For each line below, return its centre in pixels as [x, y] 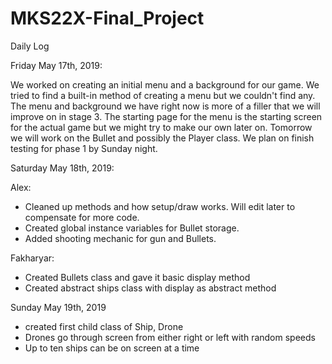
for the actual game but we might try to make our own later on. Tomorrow [161, 127]
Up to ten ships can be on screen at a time [112, 348]
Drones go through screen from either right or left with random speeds [170, 337]
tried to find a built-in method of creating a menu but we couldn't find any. [163, 95]
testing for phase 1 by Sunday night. [84, 148]
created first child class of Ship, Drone [104, 326]
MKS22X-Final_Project [107, 18]
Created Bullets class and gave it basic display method [137, 277]
